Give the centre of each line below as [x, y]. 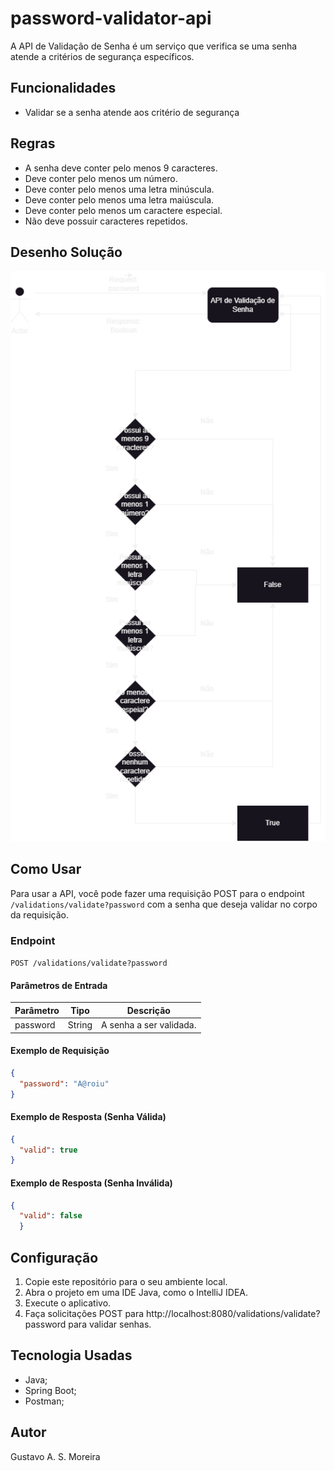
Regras [33, 143]
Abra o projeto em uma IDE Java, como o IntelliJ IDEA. [136, 1292]
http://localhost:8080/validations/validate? [233, 1313]
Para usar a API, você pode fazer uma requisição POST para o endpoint [157, 893]
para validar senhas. [110, 1324]
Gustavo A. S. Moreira [55, 1456]
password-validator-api [111, 18]
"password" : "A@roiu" [64, 1083]
